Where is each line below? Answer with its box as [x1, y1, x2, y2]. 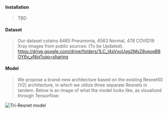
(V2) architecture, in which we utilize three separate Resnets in [17, 82, 147, 88]
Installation [5, 4, 29, 10]
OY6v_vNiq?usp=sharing [17, 54, 69, 60]
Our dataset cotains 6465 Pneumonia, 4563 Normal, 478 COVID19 [17, 38, 154, 44]
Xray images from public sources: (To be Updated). [17, 43, 124, 49]
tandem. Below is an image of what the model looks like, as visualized [17, 87, 162, 93]
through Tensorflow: [17, 92, 60, 98]
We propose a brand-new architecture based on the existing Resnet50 [17, 76, 163, 82]
